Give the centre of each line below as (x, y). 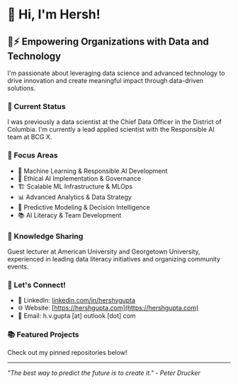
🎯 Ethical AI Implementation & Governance (79, 178)
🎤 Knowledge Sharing (45, 236)
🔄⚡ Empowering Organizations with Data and (108, 41)
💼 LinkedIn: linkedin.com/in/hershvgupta (76, 300)
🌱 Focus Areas (33, 155)
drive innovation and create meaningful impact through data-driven (106, 80)
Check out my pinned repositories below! (67, 353)
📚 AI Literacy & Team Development (69, 215)
